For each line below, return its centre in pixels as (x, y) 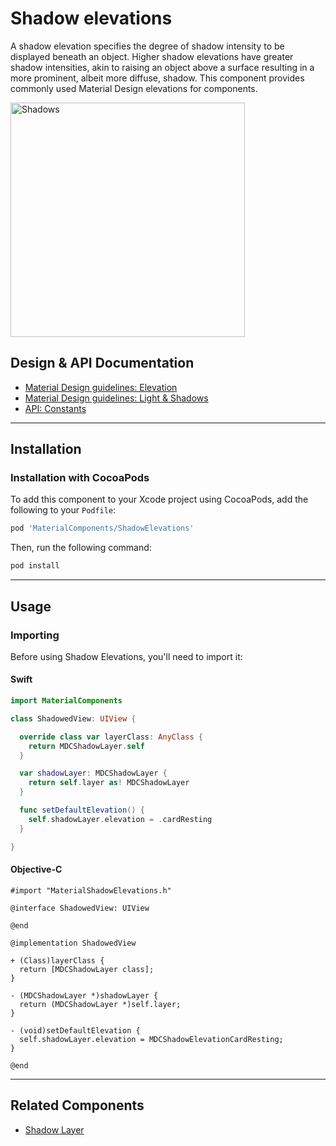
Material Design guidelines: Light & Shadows (116, 398)
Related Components (77, 1105)
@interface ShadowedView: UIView (80, 908)
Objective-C (36, 869)
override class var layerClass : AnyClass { (111, 737)
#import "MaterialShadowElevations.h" (91, 890)
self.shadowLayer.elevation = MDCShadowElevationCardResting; (151, 1039)
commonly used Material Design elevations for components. (134, 88)
